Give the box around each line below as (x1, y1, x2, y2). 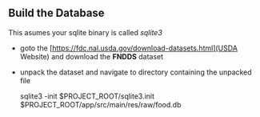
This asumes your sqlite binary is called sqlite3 (8, 27, 162, 37)
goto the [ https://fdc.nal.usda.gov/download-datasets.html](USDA (19, 43, 238, 53)
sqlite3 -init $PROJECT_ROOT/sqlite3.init (19, 91, 154, 101)
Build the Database (8, 6, 106, 20)
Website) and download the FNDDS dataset (19, 51, 164, 61)
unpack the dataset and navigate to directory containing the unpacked (19, 67, 252, 77)
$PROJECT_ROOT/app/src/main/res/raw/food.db (19, 99, 182, 109)
